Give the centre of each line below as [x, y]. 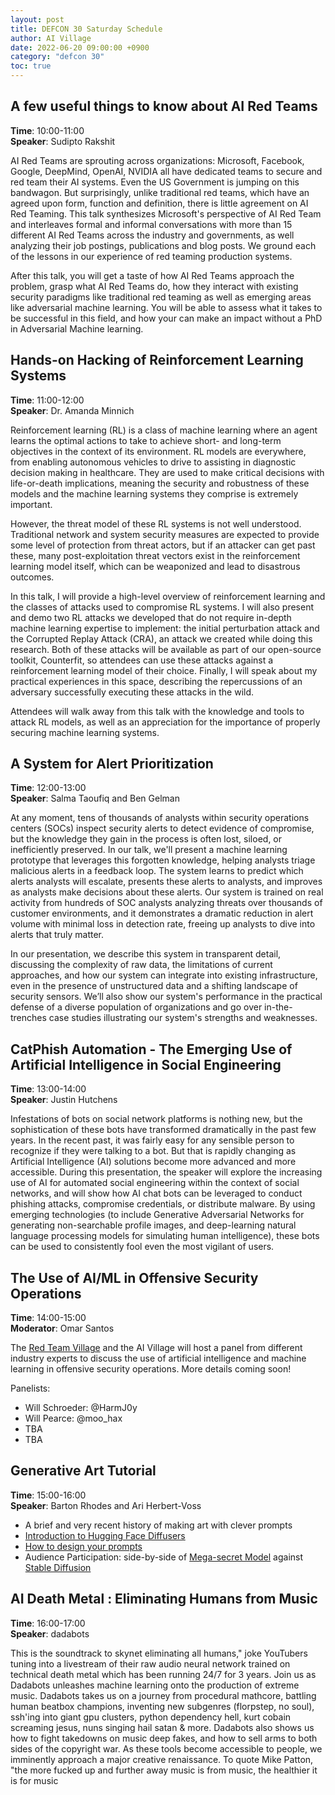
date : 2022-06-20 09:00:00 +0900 [80, 47]
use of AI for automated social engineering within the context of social [155, 1183]
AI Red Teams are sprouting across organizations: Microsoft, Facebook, [157, 160]
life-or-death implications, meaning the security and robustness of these [160, 483]
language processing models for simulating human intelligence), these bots [165, 1236]
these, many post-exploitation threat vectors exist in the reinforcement [155, 555]
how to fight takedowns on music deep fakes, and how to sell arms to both [164, 1738]
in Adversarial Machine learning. [77, 328]
